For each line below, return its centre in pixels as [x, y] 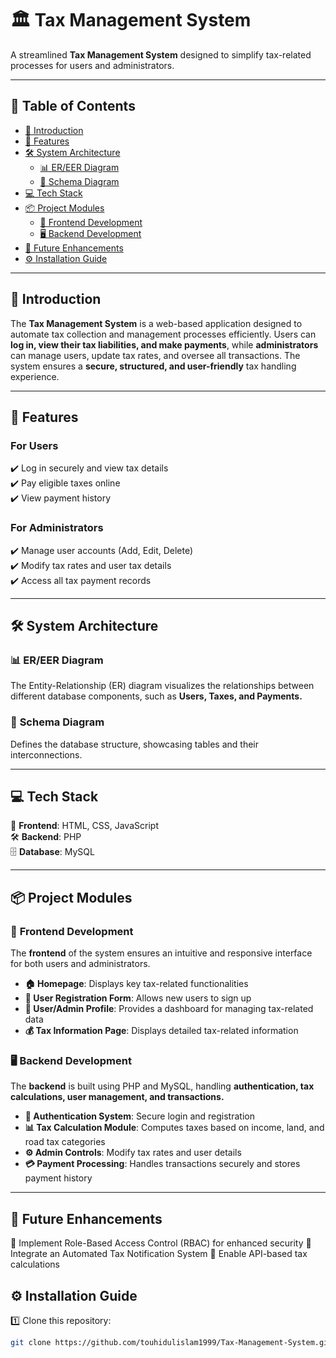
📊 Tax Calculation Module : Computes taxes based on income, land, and [174, 1128]
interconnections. [46, 754]
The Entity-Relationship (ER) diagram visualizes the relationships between [162, 686]
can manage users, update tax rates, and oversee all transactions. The [155, 355]
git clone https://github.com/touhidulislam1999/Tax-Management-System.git [171, 1342]
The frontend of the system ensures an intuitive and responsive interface [161, 953]
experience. [35, 376]
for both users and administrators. [80, 964]
